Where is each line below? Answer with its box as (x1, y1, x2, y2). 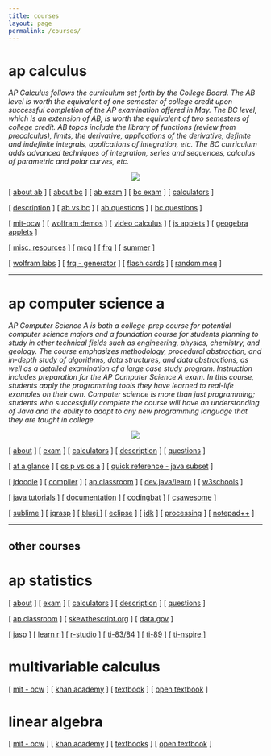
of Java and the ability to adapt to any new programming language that (8, 406, 248, 416)
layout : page (8, 19, 52, 27)
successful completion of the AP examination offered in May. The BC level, (8, 106, 257, 115)
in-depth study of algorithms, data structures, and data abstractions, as (8, 355, 249, 365)
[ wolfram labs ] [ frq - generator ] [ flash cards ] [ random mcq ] (8, 259, 222, 268)
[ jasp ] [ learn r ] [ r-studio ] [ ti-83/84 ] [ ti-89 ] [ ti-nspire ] (8, 629, 206, 639)
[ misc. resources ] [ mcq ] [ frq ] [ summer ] (8, 243, 156, 252)
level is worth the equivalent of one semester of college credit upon (8, 97, 233, 106)
